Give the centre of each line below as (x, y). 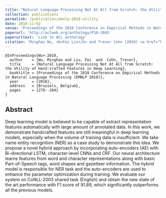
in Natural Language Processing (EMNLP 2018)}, (55, 77)
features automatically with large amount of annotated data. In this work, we (83, 127)
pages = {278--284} (34, 90)
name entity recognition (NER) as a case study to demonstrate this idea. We (82, 143)
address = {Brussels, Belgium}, (45, 86)
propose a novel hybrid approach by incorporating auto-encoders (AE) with (82, 148)
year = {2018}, (31, 81)
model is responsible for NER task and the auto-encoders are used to (76, 169)
